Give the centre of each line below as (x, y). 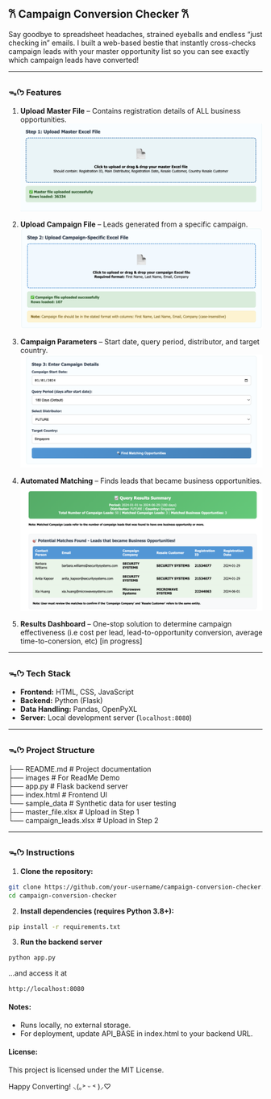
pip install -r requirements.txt (65, 926)
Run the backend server (61, 942)
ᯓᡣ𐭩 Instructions (42, 852)
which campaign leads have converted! (74, 60)
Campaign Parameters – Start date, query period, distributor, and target (140, 341)
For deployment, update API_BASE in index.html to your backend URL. (136, 1033)
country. (34, 350)
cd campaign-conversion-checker (63, 895)
